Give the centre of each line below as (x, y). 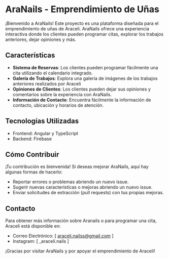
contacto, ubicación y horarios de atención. (58, 105)
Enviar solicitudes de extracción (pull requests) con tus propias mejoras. (88, 193)
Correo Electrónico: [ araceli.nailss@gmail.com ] (63, 236)
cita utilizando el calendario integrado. (53, 73)
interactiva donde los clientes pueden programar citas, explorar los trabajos (84, 34)
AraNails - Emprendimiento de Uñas (82, 9)
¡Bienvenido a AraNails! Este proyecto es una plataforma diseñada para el (82, 23)
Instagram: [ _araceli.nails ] (41, 241)
